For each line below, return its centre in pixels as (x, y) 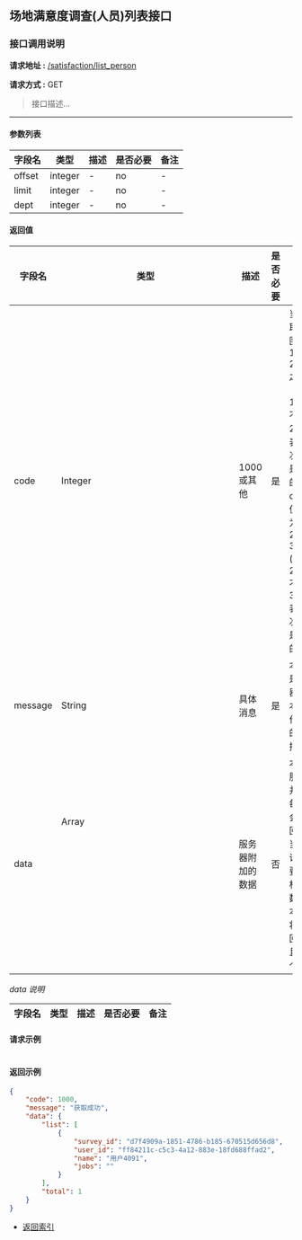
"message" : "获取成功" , (67, 1108)
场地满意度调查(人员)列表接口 (91, 16)
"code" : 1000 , (52, 1100)
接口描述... (50, 103)
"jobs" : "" (94, 1166)
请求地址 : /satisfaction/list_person (73, 65)
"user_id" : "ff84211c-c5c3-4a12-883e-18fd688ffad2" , (174, 1150)
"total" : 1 (62, 1191)
